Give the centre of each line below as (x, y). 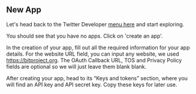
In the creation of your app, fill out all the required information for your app (98, 47)
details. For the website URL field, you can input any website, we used (93, 54)
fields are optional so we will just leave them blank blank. (76, 66)
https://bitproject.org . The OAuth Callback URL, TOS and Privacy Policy (94, 60)
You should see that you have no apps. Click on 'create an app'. (85, 36)
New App (24, 10)
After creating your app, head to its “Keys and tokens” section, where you (97, 78)
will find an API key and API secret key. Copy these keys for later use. (92, 84)
